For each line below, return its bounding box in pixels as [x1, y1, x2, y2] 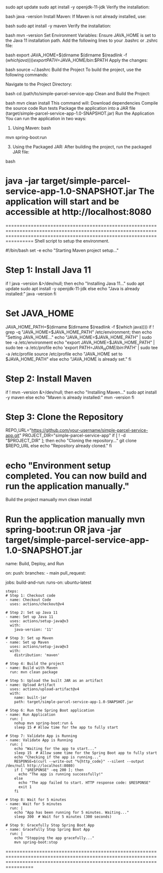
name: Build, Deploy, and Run [5, 561, 64, 567]
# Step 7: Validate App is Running [5, 733, 77, 738]
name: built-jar [14, 695, 47, 700]
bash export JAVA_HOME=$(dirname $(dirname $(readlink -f [5, 52, 127, 58]
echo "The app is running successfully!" [18, 772, 104, 777]
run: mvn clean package [10, 670, 58, 675]
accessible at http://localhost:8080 [5, 207, 152, 218]
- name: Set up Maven [5, 640, 49, 645]
